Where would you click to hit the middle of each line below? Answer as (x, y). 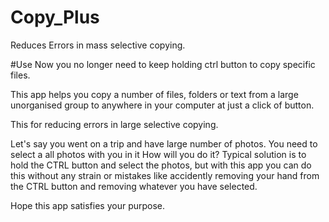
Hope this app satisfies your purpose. (88, 205)
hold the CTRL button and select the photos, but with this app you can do (161, 165)
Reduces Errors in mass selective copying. (98, 45)
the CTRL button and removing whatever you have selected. (134, 186)
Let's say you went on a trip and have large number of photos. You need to (164, 143)
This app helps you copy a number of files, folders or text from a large (154, 94)
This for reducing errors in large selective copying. (114, 124)
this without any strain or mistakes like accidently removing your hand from (165, 175)
